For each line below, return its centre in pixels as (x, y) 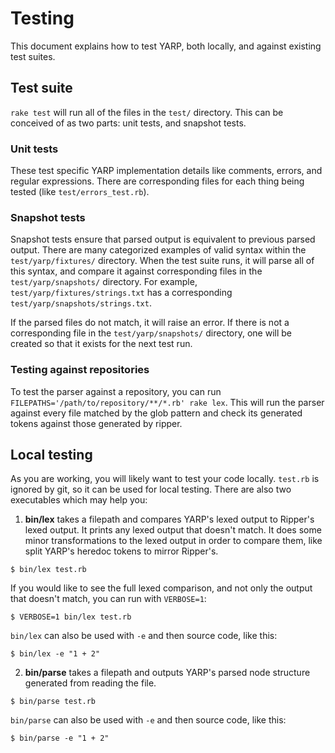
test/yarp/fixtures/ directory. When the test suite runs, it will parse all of (162, 261)
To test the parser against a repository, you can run (116, 391)
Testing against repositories (80, 370)
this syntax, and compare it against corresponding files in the (136, 271)
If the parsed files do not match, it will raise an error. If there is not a (150, 323)
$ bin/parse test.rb (53, 702)
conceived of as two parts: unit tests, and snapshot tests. (128, 123)
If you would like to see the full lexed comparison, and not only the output (161, 588)
